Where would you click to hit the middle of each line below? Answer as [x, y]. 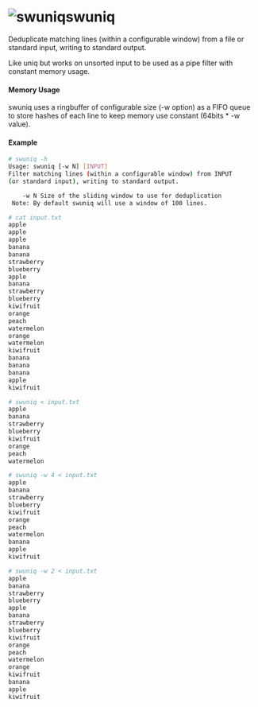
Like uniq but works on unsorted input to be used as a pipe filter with [121, 63]
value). [19, 124]
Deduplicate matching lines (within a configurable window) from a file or [126, 39]
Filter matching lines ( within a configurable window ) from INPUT [120, 174]
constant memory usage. [49, 71]
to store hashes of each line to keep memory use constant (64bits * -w [124, 116]
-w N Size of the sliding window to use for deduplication [122, 196]
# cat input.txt [35, 218]
